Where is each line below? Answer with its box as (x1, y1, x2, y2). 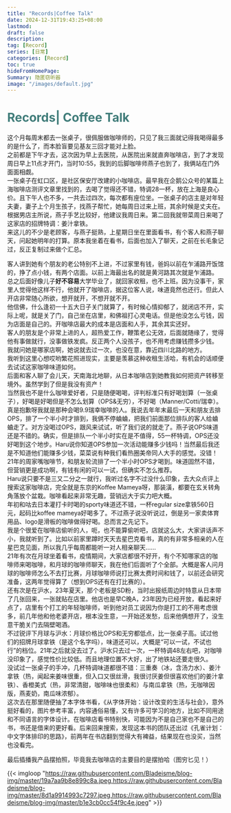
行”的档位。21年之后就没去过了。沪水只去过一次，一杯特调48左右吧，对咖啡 (7, 647, 223, 655)
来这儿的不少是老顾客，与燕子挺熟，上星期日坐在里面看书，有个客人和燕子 (7, 228, 218, 236)
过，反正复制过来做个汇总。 (7, 245, 86, 254)
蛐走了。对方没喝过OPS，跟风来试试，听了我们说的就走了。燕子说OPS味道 (7, 423, 219, 432)
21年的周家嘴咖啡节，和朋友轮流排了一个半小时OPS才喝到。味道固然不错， (7, 458, 219, 466)
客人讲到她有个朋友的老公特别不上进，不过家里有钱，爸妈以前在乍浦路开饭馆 (7, 260, 224, 268)
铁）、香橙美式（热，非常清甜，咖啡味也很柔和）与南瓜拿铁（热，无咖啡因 (7, 681, 215, 689)
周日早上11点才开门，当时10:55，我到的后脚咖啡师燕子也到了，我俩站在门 (7, 159, 214, 168)
